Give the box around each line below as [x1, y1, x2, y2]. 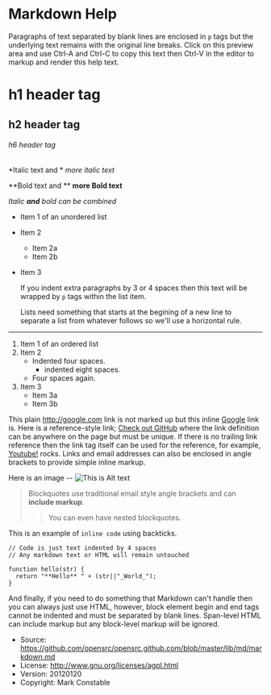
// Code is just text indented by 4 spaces [8, 543, 157, 552]
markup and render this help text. [8, 57, 119, 67]
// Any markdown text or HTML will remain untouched [8, 551, 190, 559]
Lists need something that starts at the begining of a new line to [19, 307, 232, 317]
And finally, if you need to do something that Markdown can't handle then [8, 593, 252, 603]
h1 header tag [8, 85, 101, 104]
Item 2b [31, 252, 58, 261]
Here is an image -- [8, 472, 73, 482]
